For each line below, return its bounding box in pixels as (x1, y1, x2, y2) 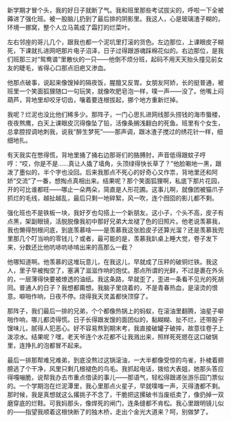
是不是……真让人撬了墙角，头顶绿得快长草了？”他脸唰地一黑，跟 (40, 159, 222, 168)
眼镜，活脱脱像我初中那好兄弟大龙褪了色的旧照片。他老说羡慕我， (36, 217, 224, 225)
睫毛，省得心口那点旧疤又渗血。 (19, 64, 110, 72)
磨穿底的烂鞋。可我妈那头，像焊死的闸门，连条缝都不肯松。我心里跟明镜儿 (7, 399, 218, 407)
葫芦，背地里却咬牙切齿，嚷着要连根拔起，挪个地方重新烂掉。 (7, 96, 182, 103)
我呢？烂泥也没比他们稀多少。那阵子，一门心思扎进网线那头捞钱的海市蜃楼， (7, 110, 224, 119)
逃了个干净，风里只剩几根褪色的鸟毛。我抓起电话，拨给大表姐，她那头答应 (12, 365, 224, 372)
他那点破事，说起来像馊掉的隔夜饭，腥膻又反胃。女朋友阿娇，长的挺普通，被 (7, 79, 224, 86)
